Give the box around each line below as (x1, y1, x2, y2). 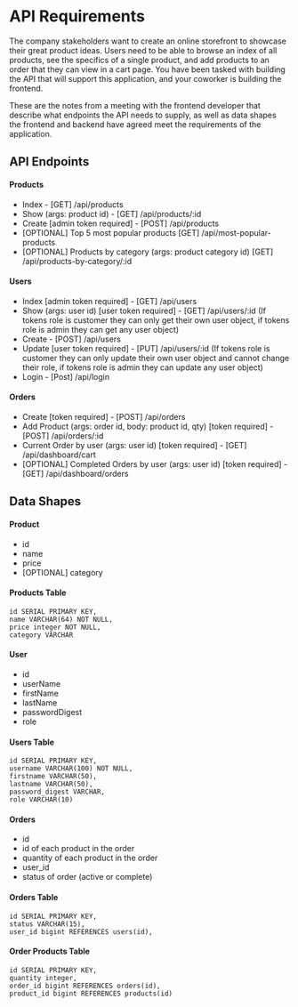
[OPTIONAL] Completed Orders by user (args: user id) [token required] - (21, 458, 287, 469)
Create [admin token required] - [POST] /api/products (21, 218, 220, 229)
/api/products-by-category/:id (21, 255, 133, 266)
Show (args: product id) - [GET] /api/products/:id (21, 208, 202, 219)
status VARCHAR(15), (9, 919, 86, 929)
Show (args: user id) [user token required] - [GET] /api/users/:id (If (21, 305, 267, 316)
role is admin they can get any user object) (21, 324, 180, 334)
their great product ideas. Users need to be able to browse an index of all (9, 44, 278, 55)
